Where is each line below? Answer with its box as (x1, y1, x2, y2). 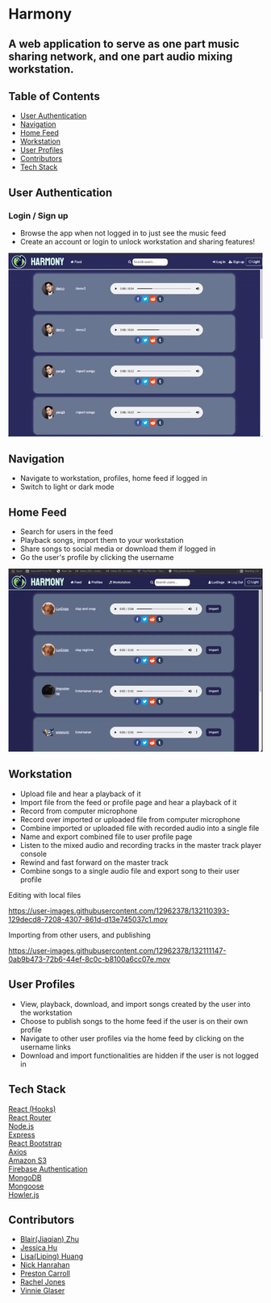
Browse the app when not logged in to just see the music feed (19, 228, 227, 238)
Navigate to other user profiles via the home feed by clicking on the (19, 1034, 244, 1043)
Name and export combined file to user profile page (19, 832, 193, 842)
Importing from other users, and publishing (8, 929, 151, 940)
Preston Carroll (19, 1268, 71, 1279)
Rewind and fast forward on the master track (19, 857, 169, 867)
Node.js (8, 1121, 35, 1130)
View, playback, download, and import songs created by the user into (19, 999, 251, 1009)
